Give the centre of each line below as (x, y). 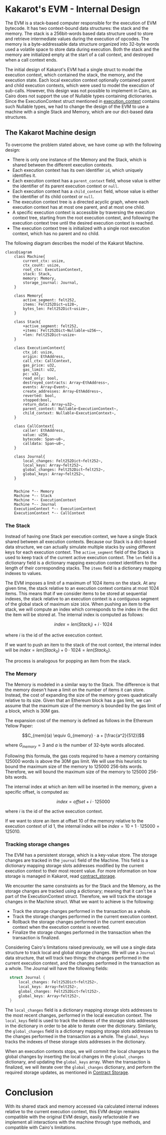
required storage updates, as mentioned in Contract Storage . (67, 1072)
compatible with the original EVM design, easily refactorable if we (72, 1117)
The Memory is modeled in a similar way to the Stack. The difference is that (82, 684)
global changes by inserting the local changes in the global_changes (75, 1056)
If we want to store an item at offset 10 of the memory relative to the (74, 820)
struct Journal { (28, 977)
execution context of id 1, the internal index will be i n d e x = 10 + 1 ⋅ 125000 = (82, 826)
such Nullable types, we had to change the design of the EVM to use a (77, 106)
